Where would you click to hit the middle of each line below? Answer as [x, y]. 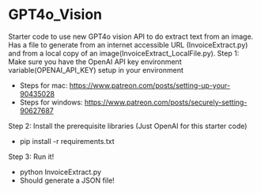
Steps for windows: [51, 102]
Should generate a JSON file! [67, 180]
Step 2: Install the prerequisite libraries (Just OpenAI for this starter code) [128, 126]
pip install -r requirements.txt [67, 141]
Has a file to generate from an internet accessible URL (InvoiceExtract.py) [128, 44]
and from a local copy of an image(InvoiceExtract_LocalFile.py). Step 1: [124, 53]
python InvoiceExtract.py [60, 172]
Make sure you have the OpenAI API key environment [95, 62]
